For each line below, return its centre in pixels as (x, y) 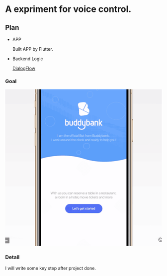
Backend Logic (28, 59)
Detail (12, 257)
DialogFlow (24, 68)
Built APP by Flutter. (33, 49)
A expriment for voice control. (68, 9)
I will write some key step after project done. (50, 268)
